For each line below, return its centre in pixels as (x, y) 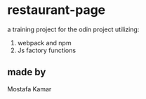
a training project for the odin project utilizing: (73, 29)
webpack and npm (44, 43)
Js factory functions (46, 50)
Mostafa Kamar (29, 89)
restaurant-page (57, 10)
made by (27, 72)
